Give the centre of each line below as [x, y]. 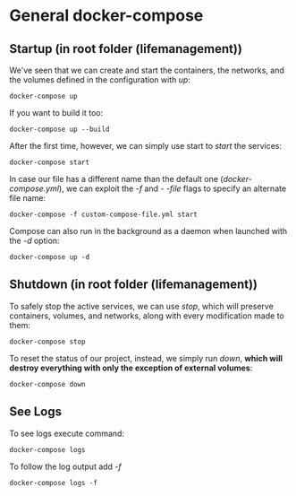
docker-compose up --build [59, 129]
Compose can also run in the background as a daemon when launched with [148, 231]
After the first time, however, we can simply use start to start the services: [146, 146]
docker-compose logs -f [54, 483]
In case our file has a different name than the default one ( [116, 179]
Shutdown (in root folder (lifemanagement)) [133, 285]
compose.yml [34, 188]
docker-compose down [48, 384]
